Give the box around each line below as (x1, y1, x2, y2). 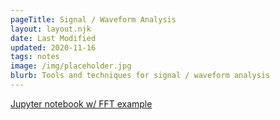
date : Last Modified (10, 33, 97, 43)
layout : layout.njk (10, 24, 92, 34)
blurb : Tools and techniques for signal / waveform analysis (10, 71, 271, 81)
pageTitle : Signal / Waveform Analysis (10, 14, 177, 25)
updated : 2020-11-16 (10, 42, 97, 53)
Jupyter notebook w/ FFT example (10, 97, 153, 110)
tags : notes (10, 52, 60, 62)
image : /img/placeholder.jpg (10, 61, 132, 71)
